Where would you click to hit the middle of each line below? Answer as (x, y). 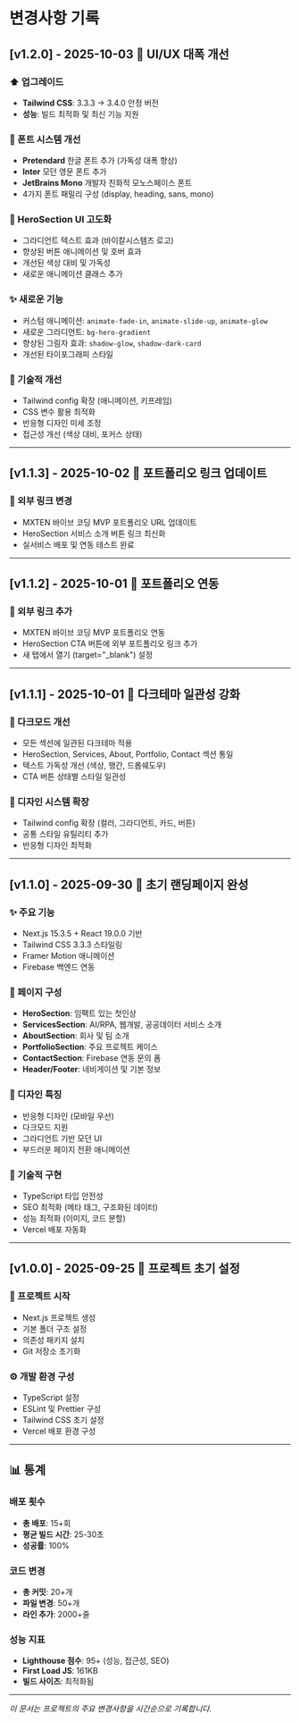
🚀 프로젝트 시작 (40, 1297)
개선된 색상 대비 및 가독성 (67, 263)
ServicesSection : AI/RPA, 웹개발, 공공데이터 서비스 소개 (122, 1025)
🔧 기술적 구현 (36, 1174)
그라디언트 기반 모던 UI (62, 1138)
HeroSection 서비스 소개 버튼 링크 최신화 (94, 533)
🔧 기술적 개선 (36, 379)
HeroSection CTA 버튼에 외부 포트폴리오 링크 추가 (110, 643)
